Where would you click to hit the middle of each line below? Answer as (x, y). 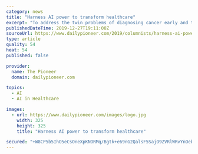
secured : (17, 142)
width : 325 (30, 120)
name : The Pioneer (34, 71)
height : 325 (31, 126)
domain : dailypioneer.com (43, 77)
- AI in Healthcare (35, 99)
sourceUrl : (19, 34)
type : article (24, 39)
